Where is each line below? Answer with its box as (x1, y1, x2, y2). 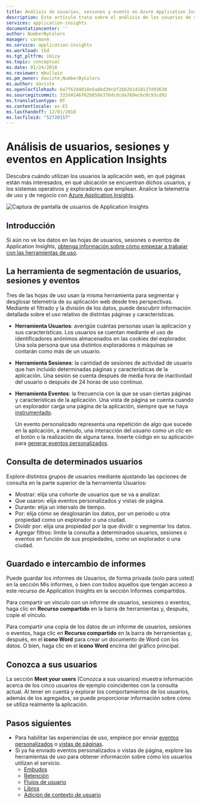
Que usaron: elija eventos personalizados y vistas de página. (14, 497, 165, 504)
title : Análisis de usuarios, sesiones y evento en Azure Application (6, 8, 186, 15)
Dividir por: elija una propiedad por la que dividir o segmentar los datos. (14, 522, 191, 530)
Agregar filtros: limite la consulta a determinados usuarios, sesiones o (14, 528, 187, 536)
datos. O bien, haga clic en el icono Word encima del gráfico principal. (6, 642, 181, 649)
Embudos (23, 766, 48, 773)
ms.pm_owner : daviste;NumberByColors (6, 75, 100, 81)
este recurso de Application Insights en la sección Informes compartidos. (6, 587, 187, 595)
